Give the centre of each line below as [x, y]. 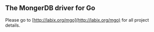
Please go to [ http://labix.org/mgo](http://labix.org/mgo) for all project [77, 20]
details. [13, 25]
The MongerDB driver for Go [50, 8]
